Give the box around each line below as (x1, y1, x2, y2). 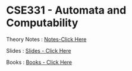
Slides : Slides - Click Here (6, 47, 71, 54)
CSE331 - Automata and (6, 4, 127, 17)
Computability (6, 16, 78, 30)
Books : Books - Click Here (6, 59, 73, 66)
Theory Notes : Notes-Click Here (6, 35, 87, 43)
